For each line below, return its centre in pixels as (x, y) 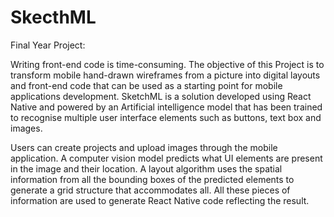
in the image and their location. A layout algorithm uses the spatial (146, 168)
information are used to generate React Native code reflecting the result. (160, 200)
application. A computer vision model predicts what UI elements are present (166, 158)
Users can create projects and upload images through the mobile (144, 147)
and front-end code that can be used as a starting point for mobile (146, 85)
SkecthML (53, 17)
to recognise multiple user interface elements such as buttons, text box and (166, 117)
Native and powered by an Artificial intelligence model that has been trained (166, 107)
